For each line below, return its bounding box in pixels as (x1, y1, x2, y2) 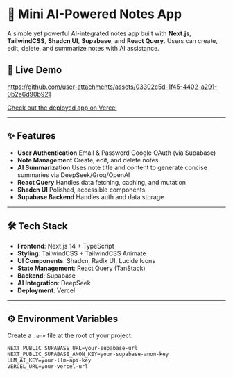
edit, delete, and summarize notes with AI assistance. (7, 44, 159, 52)
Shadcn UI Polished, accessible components (17, 185, 146, 194)
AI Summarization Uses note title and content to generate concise (17, 163, 208, 171)
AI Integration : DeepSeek (17, 279, 92, 287)
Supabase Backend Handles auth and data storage (17, 192, 164, 201)
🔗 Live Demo (7, 64, 62, 76)
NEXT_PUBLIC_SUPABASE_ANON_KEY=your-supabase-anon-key (7, 351, 169, 358)
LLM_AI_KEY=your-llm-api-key (7, 357, 92, 364)
